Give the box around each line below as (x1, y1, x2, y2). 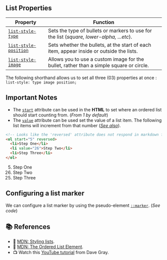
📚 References (5, 223, 51, 231)
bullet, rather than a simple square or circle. (48, 62, 149, 69)
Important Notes (5, 93, 57, 102)
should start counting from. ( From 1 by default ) (12, 112, 109, 118)
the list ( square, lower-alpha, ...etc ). (48, 33, 133, 40)
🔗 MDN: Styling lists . (12, 238, 55, 244)
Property (15, 18, 37, 25)
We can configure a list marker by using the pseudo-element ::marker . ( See (5, 202, 161, 208)
